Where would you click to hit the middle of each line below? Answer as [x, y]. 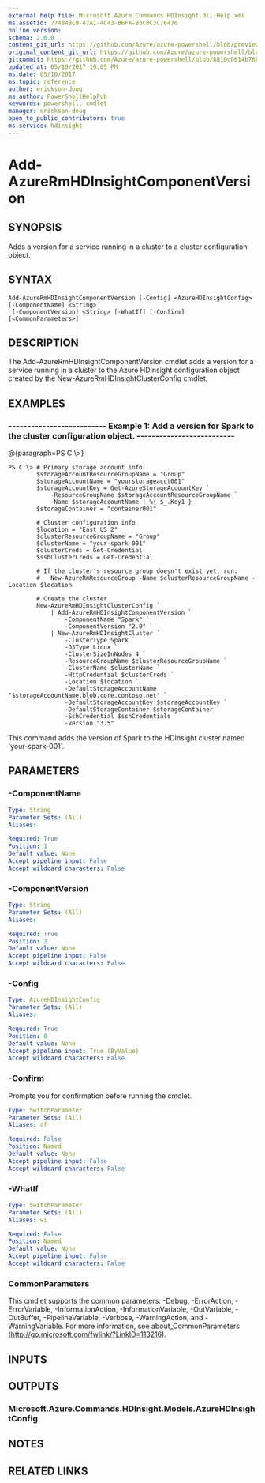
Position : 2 [28, 941]
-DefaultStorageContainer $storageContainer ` [142, 710]
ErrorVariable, [31, 1309]
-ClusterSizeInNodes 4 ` [105, 654]
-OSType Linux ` [91, 647]
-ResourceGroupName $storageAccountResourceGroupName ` [144, 495]
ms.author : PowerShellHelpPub [58, 96]
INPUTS [28, 1359]
